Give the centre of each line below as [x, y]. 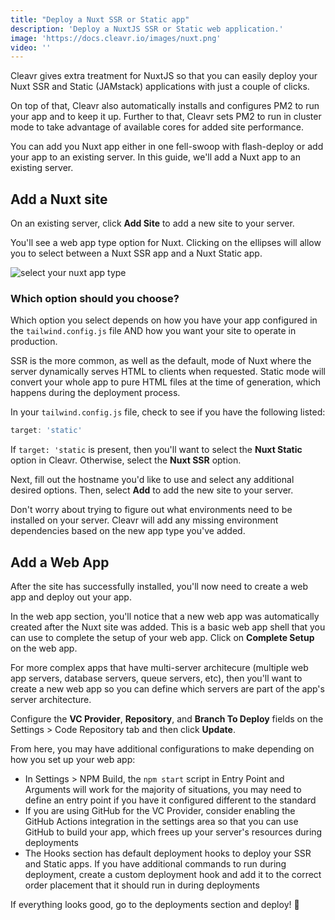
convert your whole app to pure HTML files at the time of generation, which [165, 382]
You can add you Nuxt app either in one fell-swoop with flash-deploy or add [167, 147]
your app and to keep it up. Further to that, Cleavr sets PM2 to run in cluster [166, 117]
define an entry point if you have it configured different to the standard [170, 800]
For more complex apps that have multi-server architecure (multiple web [159, 668]
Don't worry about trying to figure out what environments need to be [151, 510]
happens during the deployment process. [95, 393]
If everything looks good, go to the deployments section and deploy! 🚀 [155, 905]
